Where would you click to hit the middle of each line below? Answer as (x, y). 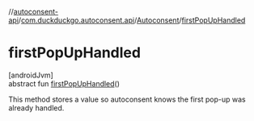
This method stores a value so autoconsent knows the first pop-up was (127, 99)
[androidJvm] (31, 75)
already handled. (36, 107)
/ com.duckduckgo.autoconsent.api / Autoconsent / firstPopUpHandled (132, 20)
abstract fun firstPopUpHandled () (64, 83)
